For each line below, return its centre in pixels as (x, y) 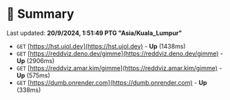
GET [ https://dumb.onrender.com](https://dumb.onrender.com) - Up (112, 82)
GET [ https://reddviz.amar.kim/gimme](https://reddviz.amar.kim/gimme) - (119, 68)
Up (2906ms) (35, 60)
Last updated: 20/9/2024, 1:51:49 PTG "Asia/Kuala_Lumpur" (94, 33)
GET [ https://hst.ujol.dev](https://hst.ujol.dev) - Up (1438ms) (101, 46)
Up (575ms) (33, 75)
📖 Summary (40, 14)
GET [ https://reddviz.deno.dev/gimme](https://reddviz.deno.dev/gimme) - (120, 53)
